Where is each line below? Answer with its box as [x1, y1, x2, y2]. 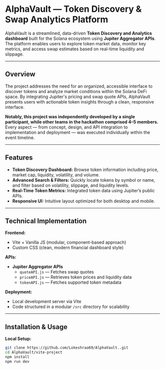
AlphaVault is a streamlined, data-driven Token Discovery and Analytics [5, 30, 152, 36]
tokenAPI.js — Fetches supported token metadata [19, 279, 122, 285]
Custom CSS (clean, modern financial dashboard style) [12, 245, 124, 251]
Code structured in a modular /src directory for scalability [12, 304, 130, 310]
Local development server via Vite [12, 299, 82, 304]
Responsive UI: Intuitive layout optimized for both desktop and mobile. [12, 198, 156, 204]
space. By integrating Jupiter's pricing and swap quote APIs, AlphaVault [5, 94, 151, 100]
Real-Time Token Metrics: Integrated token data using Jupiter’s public [12, 187, 155, 193]
